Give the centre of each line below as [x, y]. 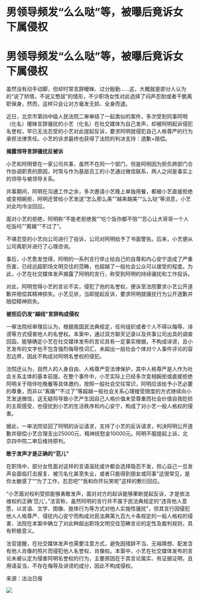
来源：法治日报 [24, 578]
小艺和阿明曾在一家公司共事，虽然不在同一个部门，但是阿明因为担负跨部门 [97, 164]
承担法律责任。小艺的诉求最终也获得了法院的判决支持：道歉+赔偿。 [88, 139]
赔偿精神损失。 [24, 301]
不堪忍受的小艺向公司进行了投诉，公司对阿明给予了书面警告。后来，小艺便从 [99, 239]
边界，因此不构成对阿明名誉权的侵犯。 [58, 357]
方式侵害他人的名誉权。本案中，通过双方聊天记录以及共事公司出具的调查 [105, 334]
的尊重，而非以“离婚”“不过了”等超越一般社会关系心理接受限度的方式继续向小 [99, 391]
